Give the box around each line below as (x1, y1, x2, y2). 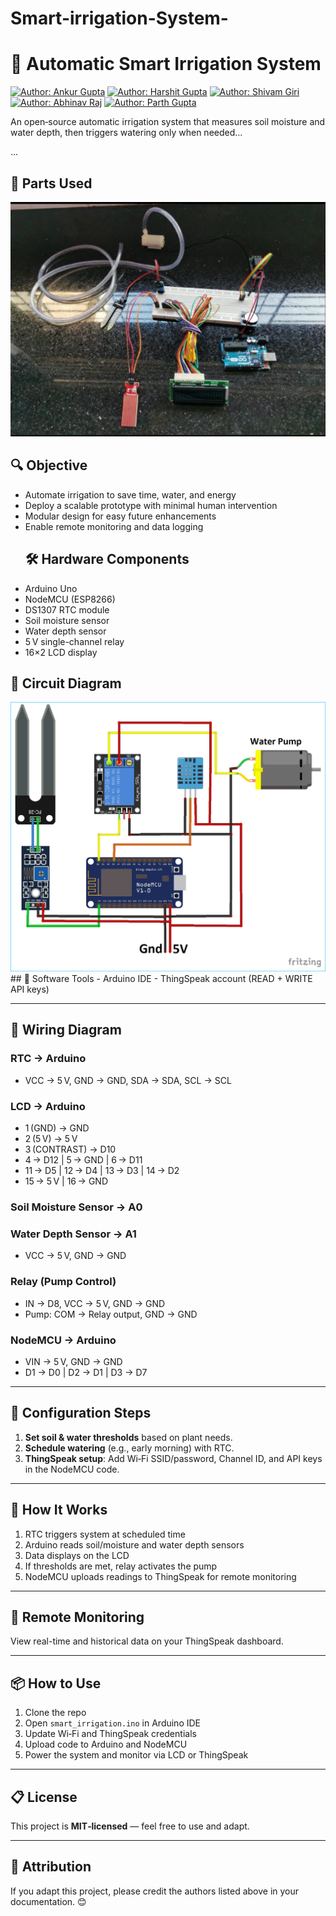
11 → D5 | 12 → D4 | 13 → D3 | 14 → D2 (24, 1165, 180, 1177)
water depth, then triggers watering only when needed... (10, 127, 243, 139)
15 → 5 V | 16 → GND (24, 1175, 108, 1187)
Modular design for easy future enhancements (24, 510, 217, 522)
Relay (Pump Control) (10, 1275, 117, 1289)
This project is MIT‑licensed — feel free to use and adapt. (10, 1820, 250, 1832)
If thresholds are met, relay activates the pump (24, 1560, 218, 1572)
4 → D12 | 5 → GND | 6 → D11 (24, 1154, 143, 1166)
